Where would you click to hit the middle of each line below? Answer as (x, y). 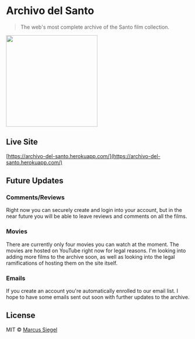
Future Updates (35, 181)
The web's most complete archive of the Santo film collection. (95, 27)
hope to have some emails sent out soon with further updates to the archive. (98, 297)
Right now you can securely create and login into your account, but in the (94, 210)
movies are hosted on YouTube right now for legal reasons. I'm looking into (96, 251)
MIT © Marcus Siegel (32, 330)
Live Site (22, 142)
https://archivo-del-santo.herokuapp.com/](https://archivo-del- (84, 156)
